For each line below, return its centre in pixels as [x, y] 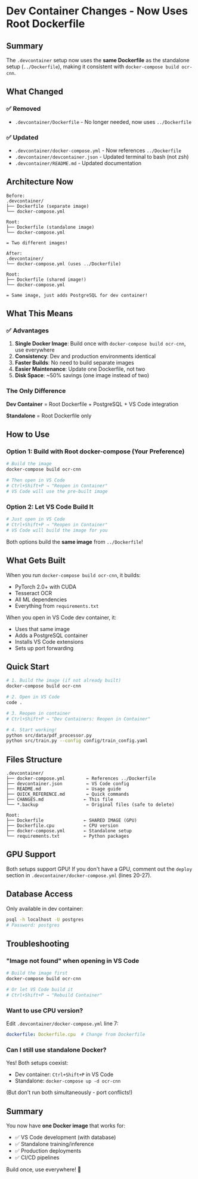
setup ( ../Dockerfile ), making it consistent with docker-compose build [93, 66]
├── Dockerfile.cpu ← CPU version [62, 826]
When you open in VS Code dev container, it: [61, 617]
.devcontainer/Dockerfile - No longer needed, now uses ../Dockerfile [103, 122]
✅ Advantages [28, 331]
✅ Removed [24, 109]
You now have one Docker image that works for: [66, 1125]
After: [14, 253]
